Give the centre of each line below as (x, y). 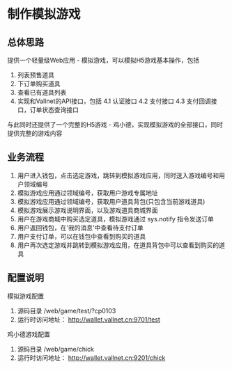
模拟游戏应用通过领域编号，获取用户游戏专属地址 (87, 193)
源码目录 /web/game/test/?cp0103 (67, 311)
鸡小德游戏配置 (29, 334)
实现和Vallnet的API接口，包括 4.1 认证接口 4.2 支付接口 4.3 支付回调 (114, 101)
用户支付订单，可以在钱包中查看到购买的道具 (82, 236)
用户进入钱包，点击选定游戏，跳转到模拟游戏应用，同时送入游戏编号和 (118, 175)
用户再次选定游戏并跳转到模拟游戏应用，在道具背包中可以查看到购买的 (118, 245)
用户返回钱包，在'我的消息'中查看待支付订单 (80, 228)
